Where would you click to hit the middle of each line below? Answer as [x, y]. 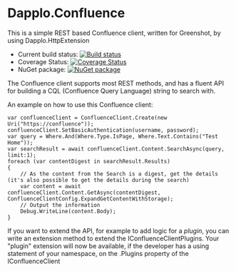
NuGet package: [42, 69]
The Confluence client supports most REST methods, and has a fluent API [116, 83]
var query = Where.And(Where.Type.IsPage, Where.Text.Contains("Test [113, 136]
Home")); [20, 143]
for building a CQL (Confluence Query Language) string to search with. [112, 91]
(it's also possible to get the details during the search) [99, 180]
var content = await [51, 186]
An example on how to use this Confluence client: [80, 104]
